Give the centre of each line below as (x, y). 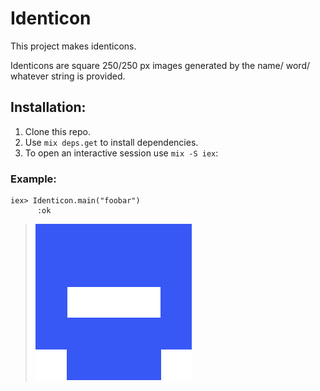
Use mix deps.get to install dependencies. (111, 142)
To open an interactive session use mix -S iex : (121, 153)
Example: (33, 179)
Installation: (48, 107)
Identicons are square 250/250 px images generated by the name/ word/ (160, 65)
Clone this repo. (57, 131)
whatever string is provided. (68, 76)
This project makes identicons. (73, 46)
